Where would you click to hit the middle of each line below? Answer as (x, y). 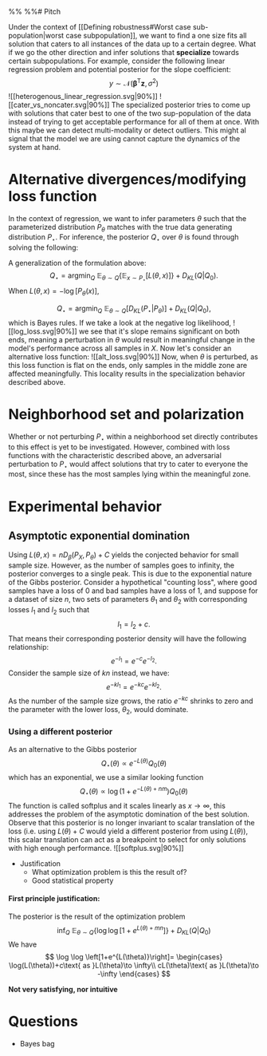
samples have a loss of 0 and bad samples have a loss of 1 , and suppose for (133, 591)
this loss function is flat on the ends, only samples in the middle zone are (128, 365)
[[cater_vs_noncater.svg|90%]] (59, 105)
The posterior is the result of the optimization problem (97, 916)
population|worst (36, 36)
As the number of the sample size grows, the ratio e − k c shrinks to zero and (131, 700)
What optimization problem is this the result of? (109, 872)
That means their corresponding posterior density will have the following (128, 639)
